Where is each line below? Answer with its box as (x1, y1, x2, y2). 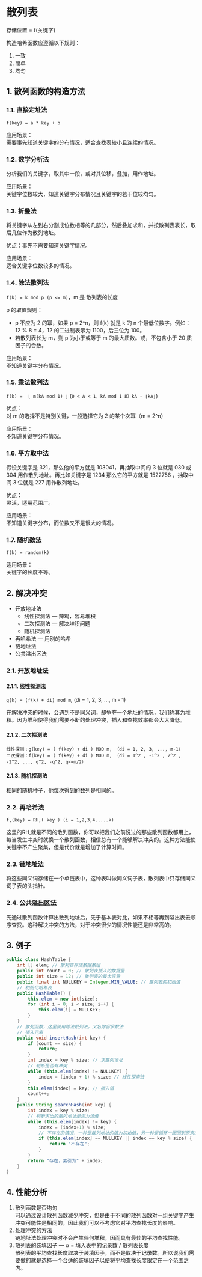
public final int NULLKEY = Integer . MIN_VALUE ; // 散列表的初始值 (17, 979, 180, 985)
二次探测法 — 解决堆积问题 (23, 620, 91, 627)
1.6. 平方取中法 (6, 449, 49, 457)
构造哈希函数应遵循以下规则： (6, 39, 80, 46)
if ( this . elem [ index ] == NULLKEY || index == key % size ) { (38, 1135, 192, 1142)
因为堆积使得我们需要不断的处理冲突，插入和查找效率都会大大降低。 (16, 716, 185, 724)
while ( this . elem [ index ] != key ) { (28, 1118, 117, 1124)
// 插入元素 (17, 1029, 43, 1035)
